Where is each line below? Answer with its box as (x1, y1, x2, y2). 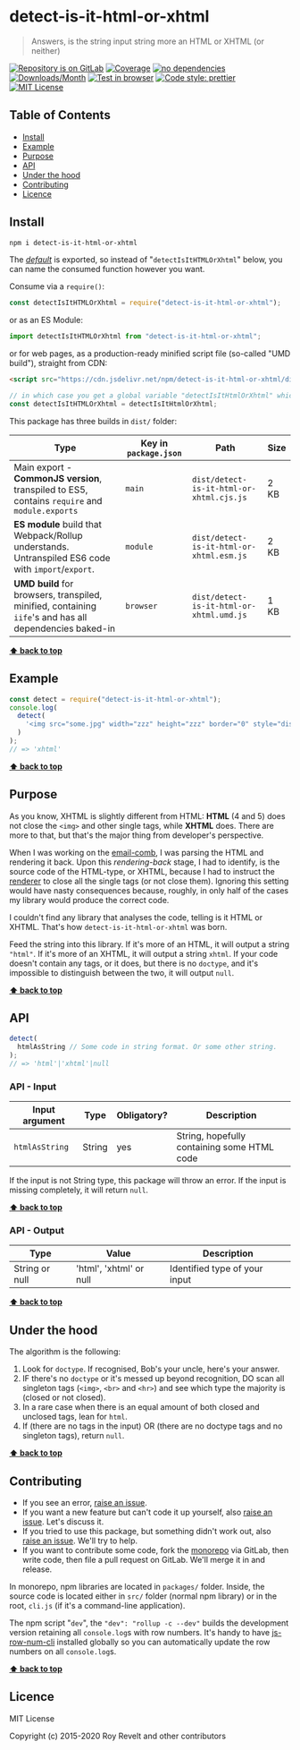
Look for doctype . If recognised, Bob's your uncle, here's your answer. (21, 1363, 280, 1375)
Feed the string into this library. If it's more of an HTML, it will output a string (9, 938, 290, 950)
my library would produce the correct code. (9, 894, 170, 905)
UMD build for (13, 577, 74, 590)
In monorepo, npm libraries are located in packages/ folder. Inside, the (9, 1582, 265, 1592)
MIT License (9, 1712, 55, 1724)
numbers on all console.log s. (9, 1646, 117, 1657)
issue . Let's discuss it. (21, 1516, 104, 1527)
